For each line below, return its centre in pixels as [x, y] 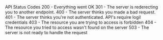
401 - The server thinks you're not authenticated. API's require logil [73, 17]
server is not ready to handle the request [46, 33]
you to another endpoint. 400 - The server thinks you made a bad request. [80, 12]
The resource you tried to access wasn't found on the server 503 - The [77, 27]
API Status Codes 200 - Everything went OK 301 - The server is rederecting [81, 7]
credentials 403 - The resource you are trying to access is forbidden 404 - [81, 22]
